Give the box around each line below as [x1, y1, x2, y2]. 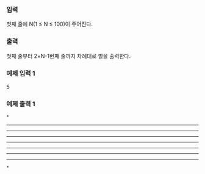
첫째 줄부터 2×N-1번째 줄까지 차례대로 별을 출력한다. [6, 52, 131, 59]
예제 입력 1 [6, 69, 35, 78]
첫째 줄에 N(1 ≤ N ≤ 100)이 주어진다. [6, 20, 93, 28]
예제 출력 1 [6, 100, 35, 108]
